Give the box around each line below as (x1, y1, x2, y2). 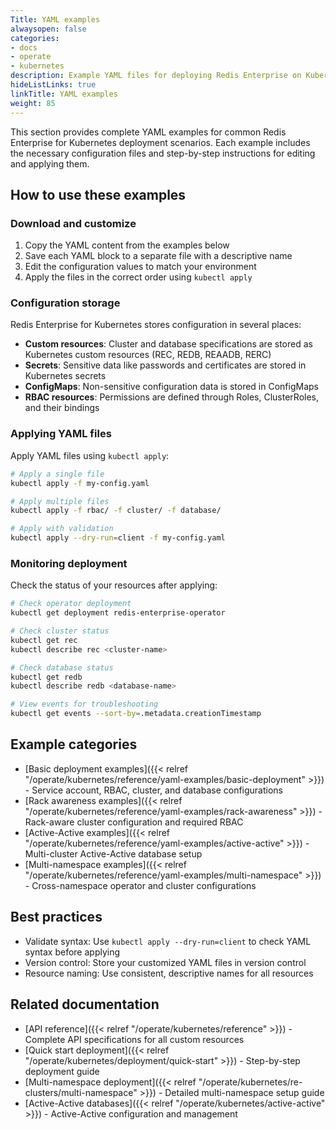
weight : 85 (10, 98, 56, 108)
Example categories (10, 736, 138, 753)
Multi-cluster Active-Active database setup (24, 847, 203, 860)
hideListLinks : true (10, 80, 97, 90)
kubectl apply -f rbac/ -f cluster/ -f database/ (10, 506, 222, 516)
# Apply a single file (10, 469, 105, 479)
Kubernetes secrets (24, 370, 107, 382)
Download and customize (10, 216, 137, 230)
